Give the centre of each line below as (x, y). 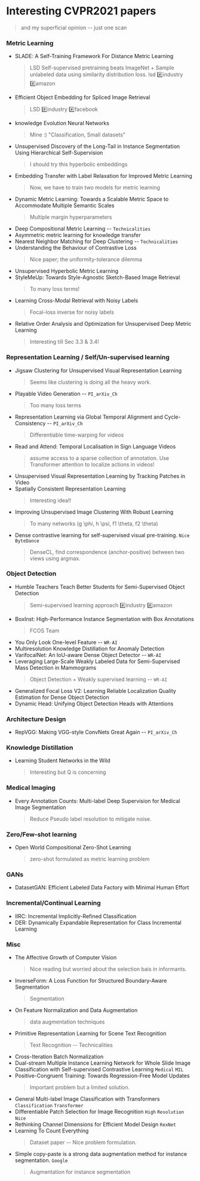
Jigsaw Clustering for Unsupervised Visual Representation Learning (98, 370)
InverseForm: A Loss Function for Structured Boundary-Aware (91, 980)
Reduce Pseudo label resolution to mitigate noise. (90, 819)
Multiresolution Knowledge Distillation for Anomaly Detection (90, 649)
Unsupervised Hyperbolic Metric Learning (67, 271)
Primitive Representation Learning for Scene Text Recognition (90, 1033)
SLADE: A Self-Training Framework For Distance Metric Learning (94, 56)
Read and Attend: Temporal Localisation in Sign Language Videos (95, 446)
